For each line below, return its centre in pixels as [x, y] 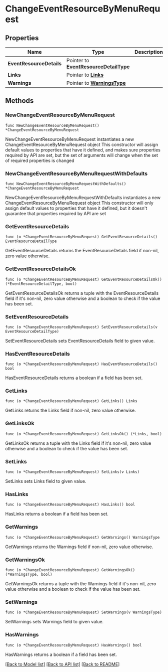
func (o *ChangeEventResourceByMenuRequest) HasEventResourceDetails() [81, 364]
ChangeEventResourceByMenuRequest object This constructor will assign [82, 144]
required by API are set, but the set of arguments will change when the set [82, 155]
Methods [19, 101]
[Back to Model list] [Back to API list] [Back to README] [62, 664]
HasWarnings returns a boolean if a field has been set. [61, 654]
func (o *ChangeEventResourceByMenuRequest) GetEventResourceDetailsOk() [84, 279]
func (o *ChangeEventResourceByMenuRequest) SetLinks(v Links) [72, 472]
